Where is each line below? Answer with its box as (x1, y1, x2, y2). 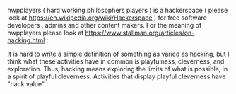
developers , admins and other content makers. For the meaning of (7, 21, 202, 29)
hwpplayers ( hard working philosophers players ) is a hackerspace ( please (7, 6, 228, 14)
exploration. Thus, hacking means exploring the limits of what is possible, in (7, 65, 228, 73)
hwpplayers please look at (7, 28, 84, 37)
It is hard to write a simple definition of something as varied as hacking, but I (7, 49, 230, 58)
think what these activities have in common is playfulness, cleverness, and (7, 57, 225, 66)
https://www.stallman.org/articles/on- (85, 28, 195, 37)
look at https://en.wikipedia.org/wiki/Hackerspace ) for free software (7, 13, 207, 22)
